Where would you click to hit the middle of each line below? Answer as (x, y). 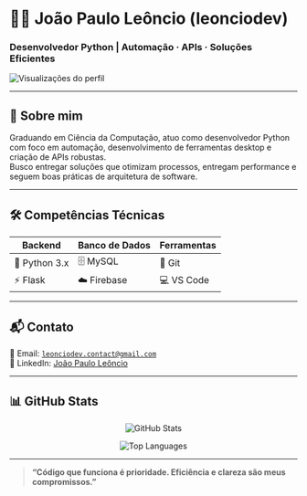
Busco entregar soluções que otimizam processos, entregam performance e (153, 167)
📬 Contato (42, 327)
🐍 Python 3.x (42, 262)
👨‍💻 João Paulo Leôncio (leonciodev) (149, 19)
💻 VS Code (185, 280)
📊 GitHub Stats (54, 401)
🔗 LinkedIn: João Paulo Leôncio (69, 363)
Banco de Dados (114, 246)
